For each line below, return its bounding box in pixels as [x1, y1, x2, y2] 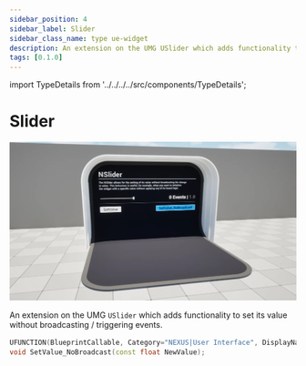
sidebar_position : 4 [9, 15, 88, 24]
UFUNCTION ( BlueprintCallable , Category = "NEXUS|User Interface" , [9, 338, 259, 348]
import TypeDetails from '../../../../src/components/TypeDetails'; [9, 79, 247, 90]
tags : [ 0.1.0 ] [9, 53, 64, 63]
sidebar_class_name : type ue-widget [9, 34, 148, 43]
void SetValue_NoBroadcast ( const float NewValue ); [9, 348, 206, 357]
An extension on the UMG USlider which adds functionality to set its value [9, 310, 288, 320]
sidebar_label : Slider [9, 24, 96, 34]
